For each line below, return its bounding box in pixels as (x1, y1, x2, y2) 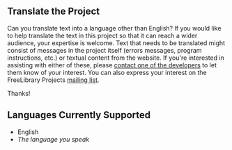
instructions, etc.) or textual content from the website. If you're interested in (7, 53, 224, 62)
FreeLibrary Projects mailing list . (7, 76, 100, 84)
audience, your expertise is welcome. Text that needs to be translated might (7, 38, 225, 47)
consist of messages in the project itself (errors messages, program (7, 46, 202, 54)
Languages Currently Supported (7, 109, 151, 121)
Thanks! (7, 89, 31, 97)
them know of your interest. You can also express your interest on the (7, 68, 207, 76)
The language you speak (17, 135, 89, 143)
